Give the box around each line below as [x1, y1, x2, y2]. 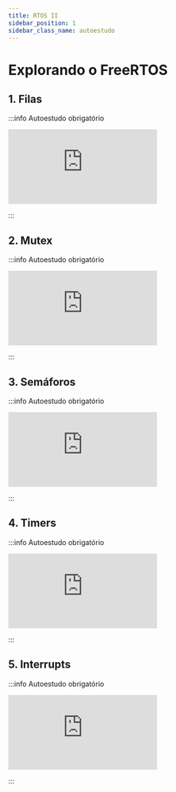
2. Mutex [8, 233, 53, 247]
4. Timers [8, 516, 57, 530]
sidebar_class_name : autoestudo [8, 26, 115, 34]
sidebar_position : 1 [8, 19, 77, 27]
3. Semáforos [8, 375, 76, 389]
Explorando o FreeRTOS [8, 61, 168, 79]
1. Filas [8, 92, 43, 106]
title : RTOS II [8, 11, 59, 20]
